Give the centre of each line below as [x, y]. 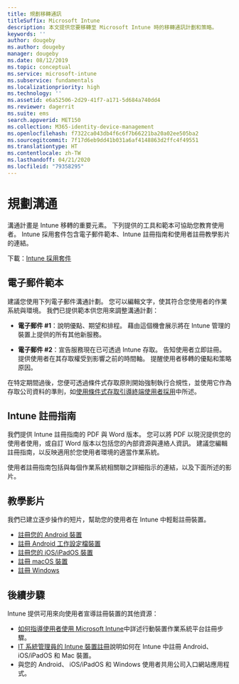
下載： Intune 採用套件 [39, 258]
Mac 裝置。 [78, 655]
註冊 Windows [38, 571]
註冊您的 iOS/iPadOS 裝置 [55, 553]
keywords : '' [27, 34]
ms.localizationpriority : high [54, 87]
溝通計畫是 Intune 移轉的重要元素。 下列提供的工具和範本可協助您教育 [110, 225]
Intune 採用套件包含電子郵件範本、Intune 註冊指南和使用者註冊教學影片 [126, 234]
